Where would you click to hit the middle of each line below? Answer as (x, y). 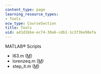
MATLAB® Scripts (23, 46)
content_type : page (25, 10)
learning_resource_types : (32, 14)
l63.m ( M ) (22, 56)
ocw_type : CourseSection (31, 23)
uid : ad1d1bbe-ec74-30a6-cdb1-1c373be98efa (51, 32)
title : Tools (19, 28)
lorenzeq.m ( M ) (28, 61)
